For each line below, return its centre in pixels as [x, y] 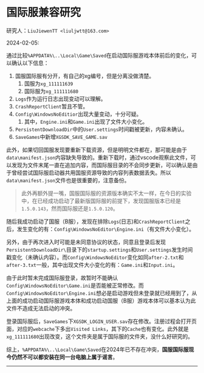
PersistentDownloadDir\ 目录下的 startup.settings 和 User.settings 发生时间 [100, 249]
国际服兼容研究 [44, 12]
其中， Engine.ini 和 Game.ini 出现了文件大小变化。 [86, 121]
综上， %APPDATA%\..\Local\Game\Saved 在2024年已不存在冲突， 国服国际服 [98, 349]
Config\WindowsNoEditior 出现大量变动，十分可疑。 [78, 114]
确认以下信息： [30, 63]
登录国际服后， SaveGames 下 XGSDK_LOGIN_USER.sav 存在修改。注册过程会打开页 [102, 321]
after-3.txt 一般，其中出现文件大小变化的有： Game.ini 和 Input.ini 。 [92, 265]
